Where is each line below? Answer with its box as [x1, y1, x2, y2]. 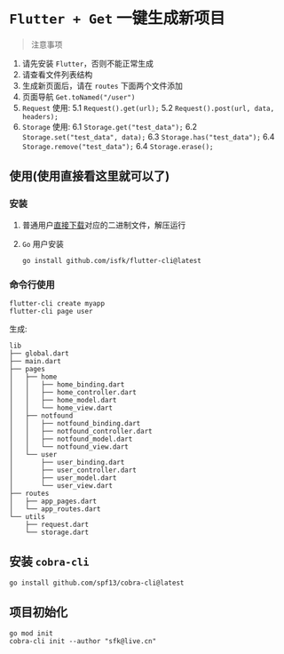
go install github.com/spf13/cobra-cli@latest [9, 578, 185, 587]
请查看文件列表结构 [21, 68, 93, 80]
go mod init [9, 628, 53, 638]
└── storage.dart [25, 528, 90, 537]
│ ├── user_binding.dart [9, 458, 125, 467]
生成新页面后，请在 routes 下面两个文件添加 [21, 80, 184, 91]
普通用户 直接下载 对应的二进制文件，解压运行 [21, 219, 186, 230]
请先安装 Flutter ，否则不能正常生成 [21, 58, 154, 68]
